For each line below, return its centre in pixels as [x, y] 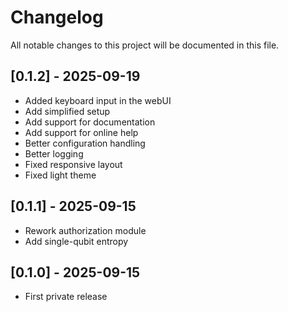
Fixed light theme [60, 175]
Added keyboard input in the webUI [98, 100]
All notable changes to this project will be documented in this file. [145, 45]
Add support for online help [81, 132]
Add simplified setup [67, 111]
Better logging [54, 153]
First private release [66, 297]
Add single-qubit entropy [76, 241]
